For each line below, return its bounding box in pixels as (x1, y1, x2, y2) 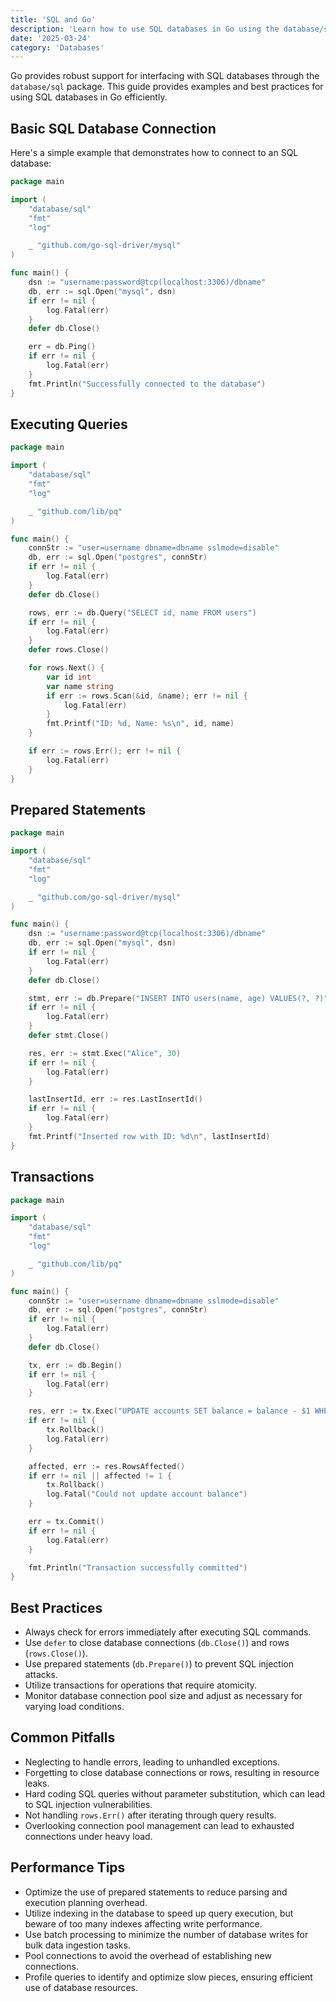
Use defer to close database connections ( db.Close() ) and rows (24, 1637, 290, 1649)
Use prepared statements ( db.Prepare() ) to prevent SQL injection (24, 1658, 295, 1670)
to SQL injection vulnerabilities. (24, 1798, 153, 1810)
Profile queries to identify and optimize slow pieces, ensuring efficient (24, 1971, 313, 1983)
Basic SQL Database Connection (10, 120, 217, 137)
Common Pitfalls (10, 1729, 116, 1746)
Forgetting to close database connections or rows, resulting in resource (24, 1766, 320, 1778)
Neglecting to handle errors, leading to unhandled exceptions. (24, 1756, 281, 1768)
